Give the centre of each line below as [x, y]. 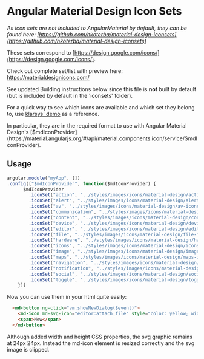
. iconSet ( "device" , [53, 223]
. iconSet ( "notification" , [61, 268]
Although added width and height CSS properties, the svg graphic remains [100, 337]
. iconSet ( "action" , [53, 195]
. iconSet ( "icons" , [52, 246]
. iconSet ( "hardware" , [56, 240]
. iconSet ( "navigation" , [58, 262]
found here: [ [23, 34]
